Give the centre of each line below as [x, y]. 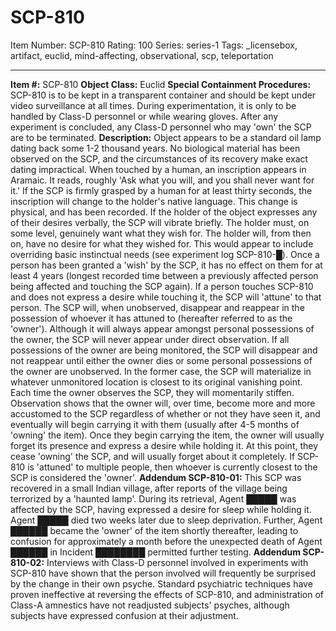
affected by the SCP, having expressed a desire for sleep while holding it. [161, 509]
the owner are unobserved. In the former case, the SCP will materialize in [161, 371]
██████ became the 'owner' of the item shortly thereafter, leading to [154, 530]
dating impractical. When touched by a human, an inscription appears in [158, 169]
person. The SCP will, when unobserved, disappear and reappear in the [157, 307]
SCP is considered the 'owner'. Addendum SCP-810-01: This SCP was [156, 477]
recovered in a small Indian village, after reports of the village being [149, 488]
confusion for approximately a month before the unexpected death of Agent [166, 541]
